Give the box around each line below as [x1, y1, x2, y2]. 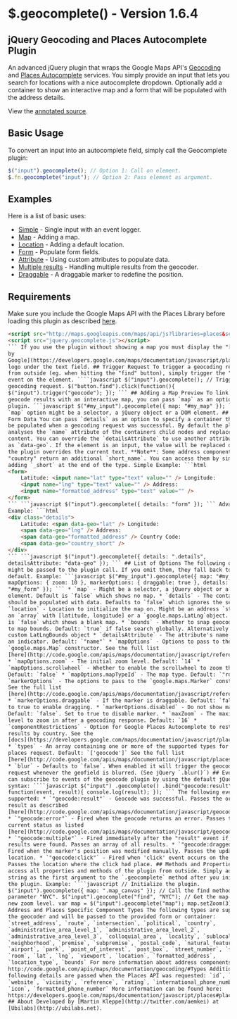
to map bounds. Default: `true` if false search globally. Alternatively [8, 625, 229, 632]
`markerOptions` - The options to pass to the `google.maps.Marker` [8, 677, 213, 684]
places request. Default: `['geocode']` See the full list [8, 749, 185, 757]
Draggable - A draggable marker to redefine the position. [18, 270, 184, 279]
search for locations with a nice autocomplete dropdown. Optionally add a [8, 78, 222, 87]
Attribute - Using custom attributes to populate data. [18, 256, 170, 264]
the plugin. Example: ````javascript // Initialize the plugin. [8, 880, 200, 887]
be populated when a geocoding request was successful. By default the [8, 422, 222, 430]
